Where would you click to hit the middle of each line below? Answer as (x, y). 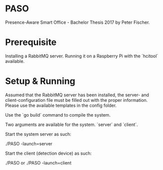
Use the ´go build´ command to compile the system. (58, 115)
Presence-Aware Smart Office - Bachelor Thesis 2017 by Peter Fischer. (78, 22)
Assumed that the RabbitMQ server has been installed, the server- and (77, 95)
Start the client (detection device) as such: (48, 153)
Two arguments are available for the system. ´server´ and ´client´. (72, 125)
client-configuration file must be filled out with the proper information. (76, 100)
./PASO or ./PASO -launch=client (38, 163)
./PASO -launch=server (29, 143)
